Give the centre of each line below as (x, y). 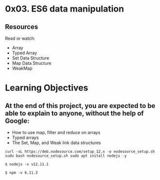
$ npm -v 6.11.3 (21, 173)
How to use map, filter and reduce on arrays (56, 132)
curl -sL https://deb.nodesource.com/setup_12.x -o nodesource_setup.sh (80, 151)
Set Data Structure (31, 58)
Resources (22, 27)
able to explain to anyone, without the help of (74, 113)
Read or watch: (20, 38)
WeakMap (22, 68)
